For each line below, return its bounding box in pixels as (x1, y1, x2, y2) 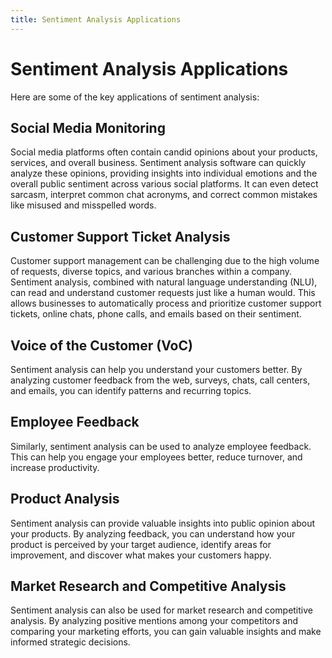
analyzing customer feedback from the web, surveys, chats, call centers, (10, 374, 311, 386)
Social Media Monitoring (10, 119, 166, 136)
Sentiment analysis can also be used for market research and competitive (10, 604, 313, 616)
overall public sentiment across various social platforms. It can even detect (10, 178, 319, 190)
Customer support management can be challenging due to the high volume (10, 255, 320, 267)
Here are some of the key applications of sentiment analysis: (10, 91, 260, 103)
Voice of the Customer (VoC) (10, 337, 193, 354)
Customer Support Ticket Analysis (10, 228, 231, 245)
